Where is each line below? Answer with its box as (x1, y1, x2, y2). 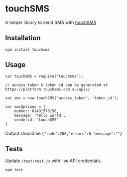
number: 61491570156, (14, 108, 59, 113)
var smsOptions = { (5, 104, 46, 109)
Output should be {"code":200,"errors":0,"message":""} (5, 130, 123, 136)
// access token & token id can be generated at (5, 83, 108, 88)
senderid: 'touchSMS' (14, 117, 59, 122)
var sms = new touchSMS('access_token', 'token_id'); (5, 95, 120, 100)
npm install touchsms (5, 47, 50, 52)
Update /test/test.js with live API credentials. (5, 158, 102, 164)
